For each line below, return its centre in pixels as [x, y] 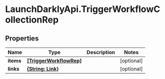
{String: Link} [43, 69]
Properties [22, 38]
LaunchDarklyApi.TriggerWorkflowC [83, 9]
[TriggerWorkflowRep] [54, 61]
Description [101, 52]
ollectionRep [32, 20]
